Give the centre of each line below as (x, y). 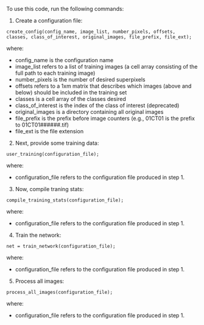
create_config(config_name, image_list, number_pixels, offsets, (91, 32)
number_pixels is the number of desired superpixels (80, 79)
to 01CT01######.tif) (42, 125)
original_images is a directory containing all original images (89, 112)
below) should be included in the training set (71, 93)
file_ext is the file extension (49, 131)
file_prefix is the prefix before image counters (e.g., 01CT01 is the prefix (105, 118)
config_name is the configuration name (64, 60)
